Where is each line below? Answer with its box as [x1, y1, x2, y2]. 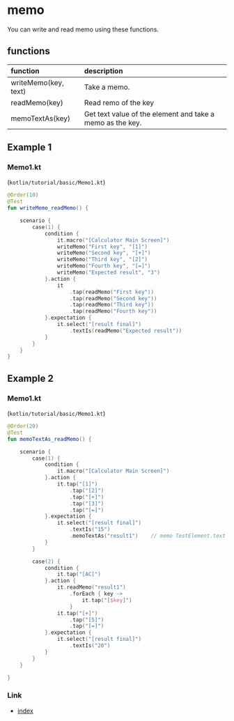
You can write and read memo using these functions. [7, 25, 159, 33]
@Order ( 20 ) [7, 423, 39, 430]
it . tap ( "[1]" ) [56, 481, 98, 488]
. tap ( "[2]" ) [69, 487, 104, 494]
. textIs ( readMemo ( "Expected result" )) [69, 327, 182, 334]
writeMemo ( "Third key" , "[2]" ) [56, 256, 148, 263]
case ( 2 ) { [32, 558, 61, 565]
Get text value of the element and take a [84, 109, 214, 118]
